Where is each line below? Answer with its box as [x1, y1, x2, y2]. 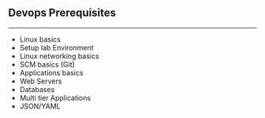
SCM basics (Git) [19, 59, 75, 69]
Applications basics [19, 68, 84, 77]
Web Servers [19, 76, 62, 86]
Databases [19, 84, 55, 94]
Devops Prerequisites [8, 6, 117, 20]
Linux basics [19, 35, 61, 44]
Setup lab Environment [19, 42, 94, 52]
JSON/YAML [19, 101, 61, 111]
